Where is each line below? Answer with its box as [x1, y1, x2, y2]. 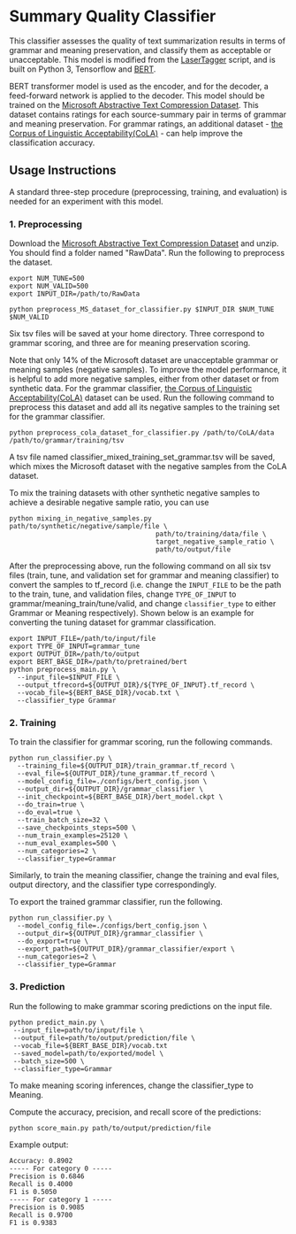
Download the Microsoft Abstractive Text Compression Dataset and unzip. [9, 238, 279, 249]
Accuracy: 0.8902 [9, 1156, 73, 1165]
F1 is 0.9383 [9, 1218, 57, 1227]
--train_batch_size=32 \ [17, 816, 109, 825]
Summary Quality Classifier [9, 6, 216, 27]
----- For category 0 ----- [9, 1164, 113, 1173]
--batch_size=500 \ [12, 1056, 86, 1066]
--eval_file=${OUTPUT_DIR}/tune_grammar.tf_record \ [17, 769, 216, 778]
